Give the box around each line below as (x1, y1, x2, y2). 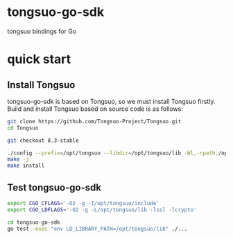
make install (7, 162, 45, 170)
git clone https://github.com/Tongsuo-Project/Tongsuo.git (7, 118, 182, 125)
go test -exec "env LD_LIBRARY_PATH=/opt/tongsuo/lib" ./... (7, 225, 188, 232)
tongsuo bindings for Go (7, 27, 77, 35)
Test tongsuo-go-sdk (7, 182, 102, 193)
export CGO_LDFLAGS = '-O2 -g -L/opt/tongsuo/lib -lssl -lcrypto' (7, 206, 197, 213)
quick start (7, 51, 71, 67)
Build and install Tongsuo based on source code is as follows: (7, 105, 184, 113)
